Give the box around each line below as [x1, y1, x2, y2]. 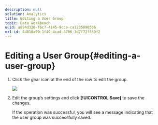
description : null [5, 7, 42, 12]
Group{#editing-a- [64, 50, 141, 61]
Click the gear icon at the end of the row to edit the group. [12, 76, 128, 82]
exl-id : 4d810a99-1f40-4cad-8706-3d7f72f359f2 [5, 29, 101, 34]
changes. [12, 100, 31, 106]
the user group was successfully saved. [12, 114, 92, 120]
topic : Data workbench [5, 20, 51, 26]
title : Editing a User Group [5, 16, 64, 21]
